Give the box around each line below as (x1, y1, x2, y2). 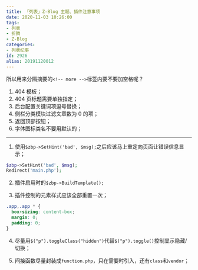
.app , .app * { (6, 204, 41, 210)
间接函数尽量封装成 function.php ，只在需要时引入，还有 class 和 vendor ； (14, 257, 190, 264)
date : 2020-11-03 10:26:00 (6, 14, 72, 20)
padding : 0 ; (11, 220, 41, 226)
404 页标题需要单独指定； (14, 95, 78, 102)
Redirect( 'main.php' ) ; (6, 168, 62, 173)
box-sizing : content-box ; (11, 209, 75, 215)
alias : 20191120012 (6, 58, 54, 64)
